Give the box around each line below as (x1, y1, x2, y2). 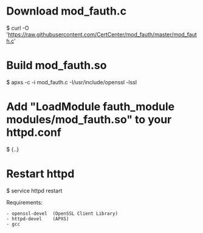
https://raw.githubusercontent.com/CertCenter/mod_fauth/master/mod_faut (8, 30, 198, 38)
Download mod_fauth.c (6, 4, 126, 18)
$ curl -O (6, 24, 29, 32)
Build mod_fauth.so (6, 59, 107, 72)
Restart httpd (6, 167, 75, 180)
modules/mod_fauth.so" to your (6, 113, 172, 127)
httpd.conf (6, 126, 62, 140)
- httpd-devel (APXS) (6, 215, 69, 222)
